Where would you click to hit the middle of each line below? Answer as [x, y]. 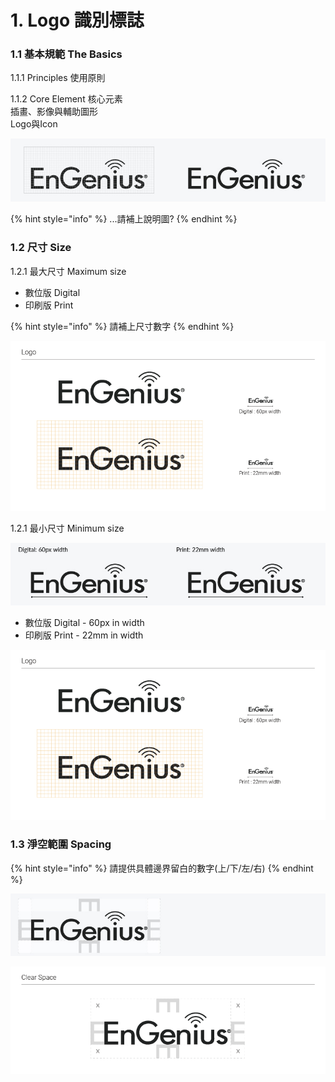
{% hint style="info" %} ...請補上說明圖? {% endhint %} [124, 219]
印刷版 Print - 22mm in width [84, 635]
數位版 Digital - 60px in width [84, 623]
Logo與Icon [34, 124]
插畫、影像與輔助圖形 [54, 112]
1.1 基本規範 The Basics [66, 54]
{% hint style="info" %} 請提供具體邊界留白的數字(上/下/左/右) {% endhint [162, 868]
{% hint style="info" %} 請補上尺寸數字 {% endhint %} [122, 326]
